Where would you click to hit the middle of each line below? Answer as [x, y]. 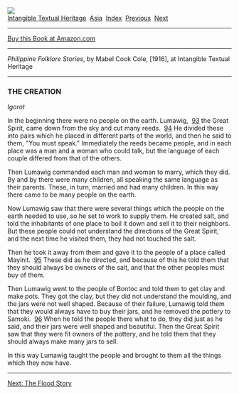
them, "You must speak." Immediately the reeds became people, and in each [119, 143]
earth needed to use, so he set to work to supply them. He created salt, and [118, 216]
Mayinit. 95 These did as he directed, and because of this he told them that [118, 260]
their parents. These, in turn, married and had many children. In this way [113, 187]
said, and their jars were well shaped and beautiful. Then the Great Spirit [113, 327]
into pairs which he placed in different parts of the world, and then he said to [119, 136]
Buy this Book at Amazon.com [52, 38]
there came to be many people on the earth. [72, 195]
